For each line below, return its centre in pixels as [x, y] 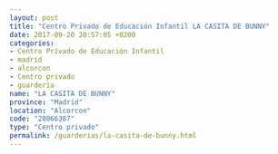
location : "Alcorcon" [50, 111]
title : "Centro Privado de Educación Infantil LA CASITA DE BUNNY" [140, 26]
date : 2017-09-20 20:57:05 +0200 [73, 34]
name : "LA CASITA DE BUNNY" [63, 93]
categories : [32, 43]
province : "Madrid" [46, 102]
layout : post [34, 18]
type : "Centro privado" [55, 128]
